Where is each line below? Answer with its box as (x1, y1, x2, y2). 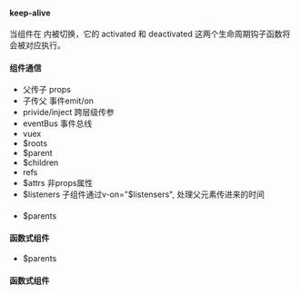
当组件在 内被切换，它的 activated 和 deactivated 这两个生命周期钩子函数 (9, 28, 283, 40)
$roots (22, 138, 48, 149)
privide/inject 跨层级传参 (22, 107, 115, 118)
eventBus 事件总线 (22, 118, 93, 129)
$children (22, 157, 59, 168)
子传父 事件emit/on (22, 95, 94, 106)
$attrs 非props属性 (22, 178, 94, 189)
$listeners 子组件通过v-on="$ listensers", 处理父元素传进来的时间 (22, 189, 265, 200)
